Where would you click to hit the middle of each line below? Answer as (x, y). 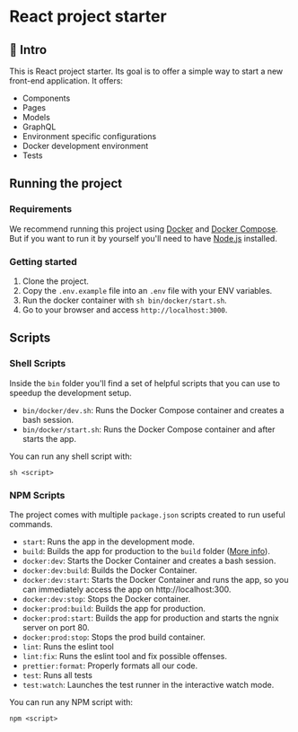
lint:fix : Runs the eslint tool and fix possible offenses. (124, 656)
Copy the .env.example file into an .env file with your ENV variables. (147, 290)
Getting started (44, 261)
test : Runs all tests (57, 675)
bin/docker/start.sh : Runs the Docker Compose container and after (149, 429)
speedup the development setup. (70, 392)
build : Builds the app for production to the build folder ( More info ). (146, 551)
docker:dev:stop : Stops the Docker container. (106, 598)
